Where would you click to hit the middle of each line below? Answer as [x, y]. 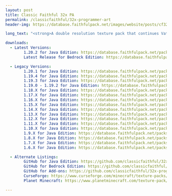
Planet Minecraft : [43, 181]
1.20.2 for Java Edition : [51, 52]
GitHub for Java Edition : [51, 162]
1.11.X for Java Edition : [51, 124]
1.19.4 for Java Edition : [51, 76]
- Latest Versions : [31, 48]
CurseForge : [37, 176]
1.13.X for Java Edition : [51, 114]
